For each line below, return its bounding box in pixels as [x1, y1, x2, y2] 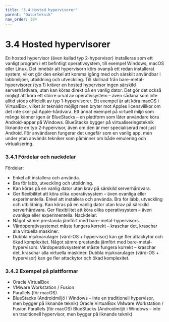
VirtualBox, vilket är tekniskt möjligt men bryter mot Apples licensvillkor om [5, 103, 161, 109]
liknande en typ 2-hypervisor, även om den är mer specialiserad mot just [5, 124, 156, 131]
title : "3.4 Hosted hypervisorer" [5, 7, 78, 13]
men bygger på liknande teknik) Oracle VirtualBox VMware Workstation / [12, 300, 164, 306]
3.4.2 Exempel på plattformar [5, 268, 79, 275]
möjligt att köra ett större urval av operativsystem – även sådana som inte [5, 93, 158, 99]
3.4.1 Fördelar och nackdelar [5, 153, 76, 160]
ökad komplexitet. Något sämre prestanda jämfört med [12, 239, 126, 245]
